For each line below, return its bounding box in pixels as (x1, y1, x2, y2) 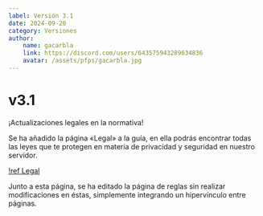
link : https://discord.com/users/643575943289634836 (23, 49, 203, 57)
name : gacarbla (23, 42, 74, 50)
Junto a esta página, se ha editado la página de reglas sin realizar (8, 181, 226, 191)
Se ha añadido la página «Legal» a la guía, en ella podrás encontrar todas (8, 133, 252, 143)
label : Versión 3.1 (8, 11, 74, 20)
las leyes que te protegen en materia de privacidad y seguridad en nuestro (8, 141, 256, 151)
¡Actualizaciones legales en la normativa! (8, 117, 144, 127)
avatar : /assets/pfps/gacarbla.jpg (23, 57, 142, 65)
